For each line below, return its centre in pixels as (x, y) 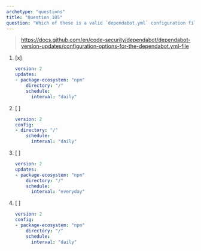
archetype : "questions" (36, 12)
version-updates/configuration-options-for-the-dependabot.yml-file (105, 46)
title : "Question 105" (34, 17)
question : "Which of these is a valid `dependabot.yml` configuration (96, 23)
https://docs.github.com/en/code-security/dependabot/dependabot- (106, 40)
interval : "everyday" (58, 192)
